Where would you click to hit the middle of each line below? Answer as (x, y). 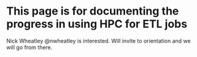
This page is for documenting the (93, 11)
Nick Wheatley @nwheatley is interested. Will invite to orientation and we (99, 41)
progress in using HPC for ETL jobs (97, 24)
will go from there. (29, 47)
